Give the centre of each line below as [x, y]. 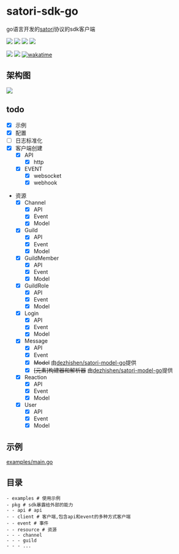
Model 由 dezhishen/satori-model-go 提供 [85, 362]
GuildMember [42, 258]
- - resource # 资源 [32, 529]
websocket [48, 176]
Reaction [36, 377]
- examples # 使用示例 [33, 498]
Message [36, 341]
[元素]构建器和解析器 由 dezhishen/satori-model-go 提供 [103, 370]
